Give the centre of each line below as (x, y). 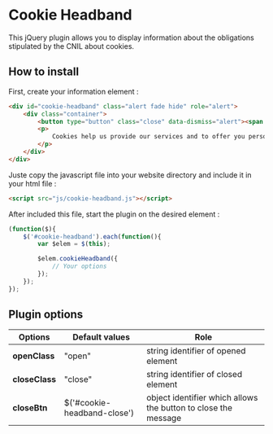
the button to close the (189, 408)
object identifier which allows (202, 398)
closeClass (35, 379)
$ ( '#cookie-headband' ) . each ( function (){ (92, 237)
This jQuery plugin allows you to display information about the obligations (131, 37)
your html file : (32, 183)
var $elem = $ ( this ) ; (74, 244)
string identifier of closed (194, 375)
